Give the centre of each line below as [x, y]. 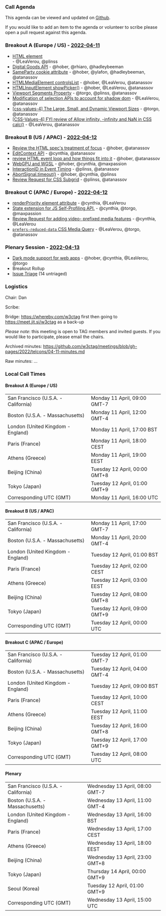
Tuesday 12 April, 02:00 [119, 566]
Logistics [17, 287]
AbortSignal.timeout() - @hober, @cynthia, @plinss [64, 174]
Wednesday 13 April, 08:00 [119, 786]
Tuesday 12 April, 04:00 [119, 669]
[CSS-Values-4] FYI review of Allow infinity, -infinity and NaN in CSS [82, 119]
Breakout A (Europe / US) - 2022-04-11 [53, 45]
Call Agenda [20, 7]
